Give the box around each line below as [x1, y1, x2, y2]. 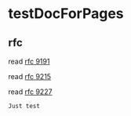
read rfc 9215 [8, 72, 52, 81]
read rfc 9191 [8, 56, 50, 66]
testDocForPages [8, 5, 124, 23]
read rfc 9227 [8, 87, 53, 96]
